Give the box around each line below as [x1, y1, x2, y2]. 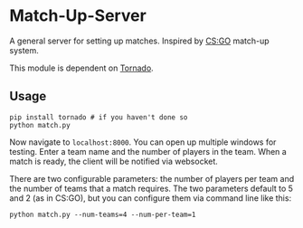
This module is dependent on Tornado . [9, 62, 154, 73]
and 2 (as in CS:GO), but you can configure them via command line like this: [9, 192, 292, 204]
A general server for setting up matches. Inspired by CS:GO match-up [9, 35, 270, 46]
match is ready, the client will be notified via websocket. [9, 156, 219, 166]
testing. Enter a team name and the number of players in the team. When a [9, 146, 287, 157]
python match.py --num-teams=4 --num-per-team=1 [9, 210, 196, 219]
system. [9, 44, 39, 55]
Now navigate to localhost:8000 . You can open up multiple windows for [9, 137, 277, 147]
